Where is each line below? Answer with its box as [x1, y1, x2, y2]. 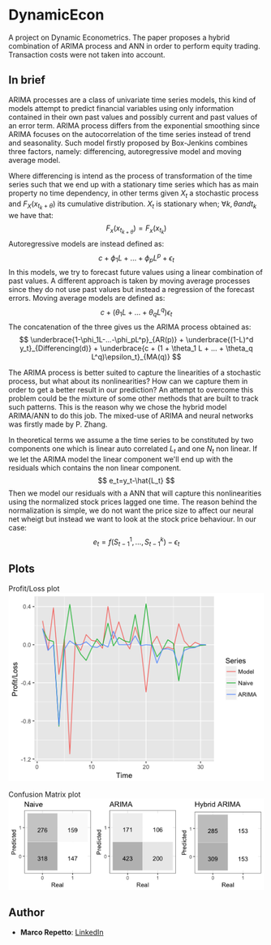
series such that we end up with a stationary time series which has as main [8, 179, 260, 189]
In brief [8, 73, 46, 87]
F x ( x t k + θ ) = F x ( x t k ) [105, 223, 167, 236]
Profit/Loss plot [8, 583, 60, 593]
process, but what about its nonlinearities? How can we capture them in [8, 376, 248, 386]
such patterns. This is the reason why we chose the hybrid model [8, 402, 227, 411]
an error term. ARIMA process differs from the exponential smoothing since [8, 120, 260, 131]
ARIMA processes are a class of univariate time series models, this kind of [8, 95, 256, 105]
